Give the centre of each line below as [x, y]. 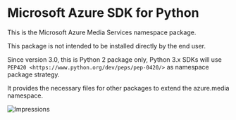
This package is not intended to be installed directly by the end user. [107, 46]
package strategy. [33, 74]
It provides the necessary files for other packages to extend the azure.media [118, 88]
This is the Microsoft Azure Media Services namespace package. [102, 32]
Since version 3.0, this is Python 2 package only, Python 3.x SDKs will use [114, 59]
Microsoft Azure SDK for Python [103, 13]
